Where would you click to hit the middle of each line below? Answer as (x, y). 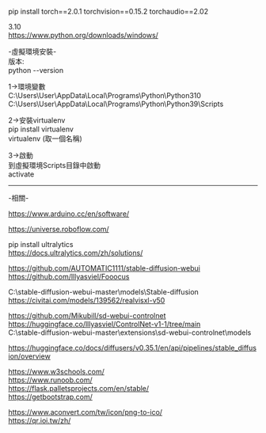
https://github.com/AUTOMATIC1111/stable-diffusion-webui (104, 268)
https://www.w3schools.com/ (56, 372)
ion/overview (30, 356)
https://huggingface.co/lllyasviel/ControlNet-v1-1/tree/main (104, 324)
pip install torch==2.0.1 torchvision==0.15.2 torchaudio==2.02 (108, 11)
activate (21, 174)
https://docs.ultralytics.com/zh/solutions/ (76, 253)
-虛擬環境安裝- (32, 51)
